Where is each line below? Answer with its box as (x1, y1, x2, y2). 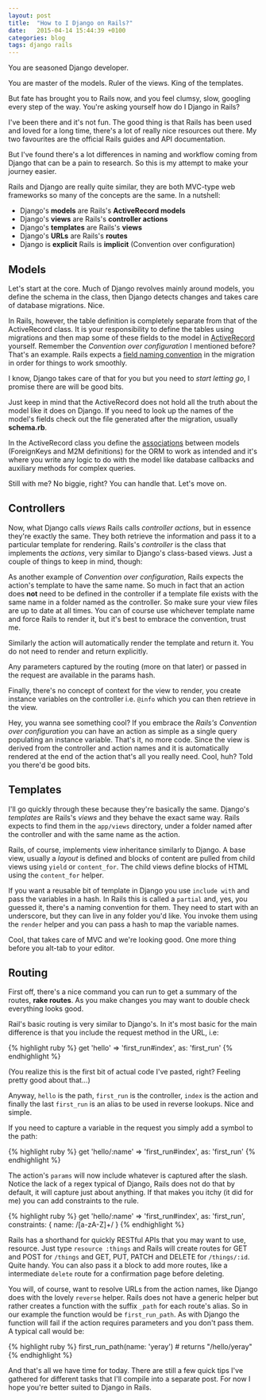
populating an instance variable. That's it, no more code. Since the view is (8, 735, 250, 744)
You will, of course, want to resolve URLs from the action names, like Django (8, 1284, 258, 1294)
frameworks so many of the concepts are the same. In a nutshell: (8, 191, 221, 200)
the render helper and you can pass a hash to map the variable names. (8, 919, 240, 929)
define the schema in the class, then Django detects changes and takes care (8, 291, 259, 302)
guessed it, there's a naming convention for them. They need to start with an (8, 902, 259, 912)
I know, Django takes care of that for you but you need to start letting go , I (8, 373, 250, 383)
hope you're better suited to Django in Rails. (8, 1383, 152, 1392)
